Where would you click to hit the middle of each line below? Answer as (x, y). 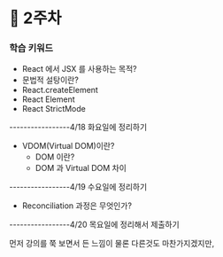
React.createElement (60, 90)
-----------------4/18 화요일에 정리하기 (78, 127)
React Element (48, 99)
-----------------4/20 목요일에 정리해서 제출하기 (94, 225)
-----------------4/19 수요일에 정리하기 (78, 187)
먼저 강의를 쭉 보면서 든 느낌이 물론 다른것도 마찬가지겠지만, (112, 244)
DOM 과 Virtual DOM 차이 (81, 168)
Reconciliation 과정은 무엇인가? (77, 206)
